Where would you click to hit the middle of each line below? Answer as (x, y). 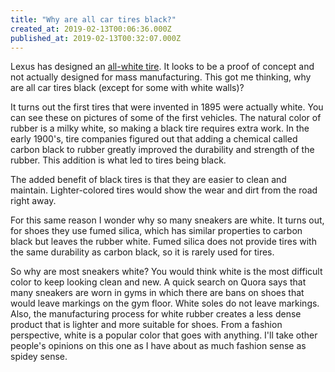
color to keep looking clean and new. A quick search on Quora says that (158, 282)
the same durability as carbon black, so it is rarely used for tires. (142, 252)
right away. (33, 201)
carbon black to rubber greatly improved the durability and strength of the (162, 150)
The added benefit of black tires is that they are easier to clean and (148, 180)
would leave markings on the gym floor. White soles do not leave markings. (165, 303)
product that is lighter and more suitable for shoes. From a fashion (146, 325)
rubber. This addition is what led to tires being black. (118, 160)
